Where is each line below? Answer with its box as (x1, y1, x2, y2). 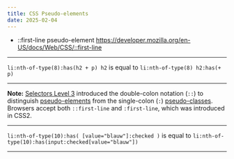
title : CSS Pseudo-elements (7, 10, 89, 17)
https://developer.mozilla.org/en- (95, 35, 191, 44)
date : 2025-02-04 (7, 17, 58, 24)
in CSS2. (7, 111, 33, 119)
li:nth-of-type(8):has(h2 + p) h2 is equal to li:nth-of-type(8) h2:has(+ (7, 63, 221, 72)
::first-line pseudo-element (17, 35, 95, 44)
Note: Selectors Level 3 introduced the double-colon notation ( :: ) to (7, 89, 204, 97)
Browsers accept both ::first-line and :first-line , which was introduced (7, 103, 225, 112)
